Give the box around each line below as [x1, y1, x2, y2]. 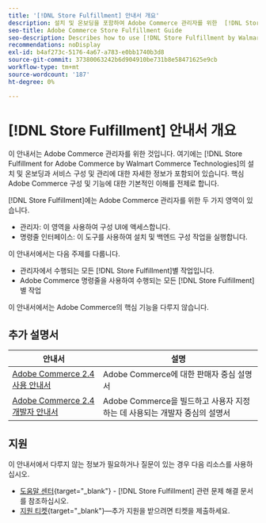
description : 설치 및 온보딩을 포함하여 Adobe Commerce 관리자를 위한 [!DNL [8, 19, 243, 27]
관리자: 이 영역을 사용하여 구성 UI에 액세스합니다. [19, 223, 171, 232]
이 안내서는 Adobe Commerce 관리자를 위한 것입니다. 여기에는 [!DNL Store [8, 149, 243, 158]
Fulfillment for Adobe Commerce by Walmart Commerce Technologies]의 [8, 159, 246, 169]
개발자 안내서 [12, 407, 59, 418]
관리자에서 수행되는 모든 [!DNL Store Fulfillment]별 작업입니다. [19, 266, 215, 276]
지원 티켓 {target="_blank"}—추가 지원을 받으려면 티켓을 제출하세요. [19, 506, 230, 516]
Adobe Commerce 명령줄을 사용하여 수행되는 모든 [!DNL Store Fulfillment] [19, 276, 255, 285]
